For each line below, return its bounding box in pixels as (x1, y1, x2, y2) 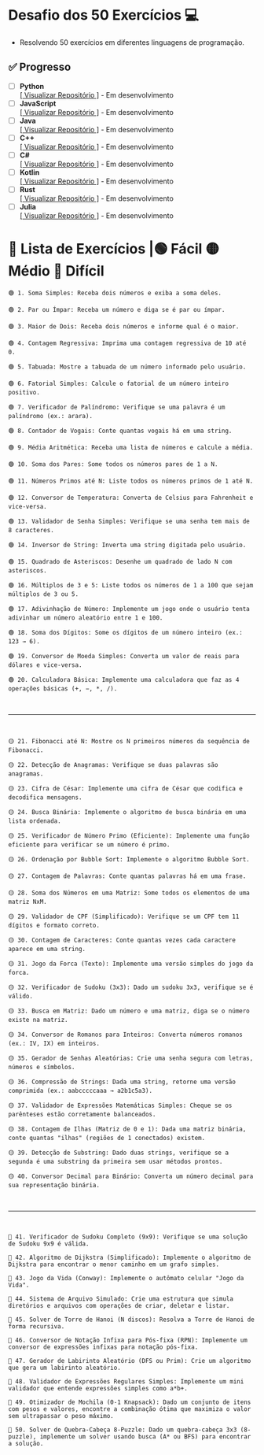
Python (19, 81, 45, 91)
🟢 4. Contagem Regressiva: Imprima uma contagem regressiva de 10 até (8, 339, 247, 347)
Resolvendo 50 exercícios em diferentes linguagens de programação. (19, 37, 245, 47)
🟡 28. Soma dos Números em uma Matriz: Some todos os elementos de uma (8, 889, 250, 898)
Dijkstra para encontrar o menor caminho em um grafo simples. (8, 1261, 220, 1268)
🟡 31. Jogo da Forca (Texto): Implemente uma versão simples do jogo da (8, 960, 254, 968)
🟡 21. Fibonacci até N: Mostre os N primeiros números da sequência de (8, 738, 250, 746)
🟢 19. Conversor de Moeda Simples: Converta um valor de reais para (8, 653, 240, 661)
